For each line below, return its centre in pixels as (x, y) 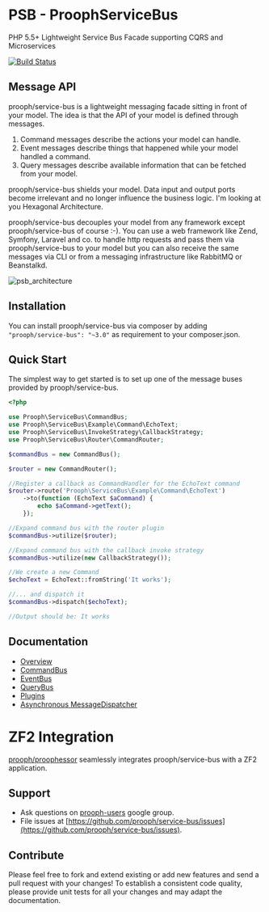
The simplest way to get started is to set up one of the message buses (126, 379)
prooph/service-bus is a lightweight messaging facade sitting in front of (128, 106)
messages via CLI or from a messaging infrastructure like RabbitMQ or (125, 256)
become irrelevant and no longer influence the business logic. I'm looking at (134, 198)
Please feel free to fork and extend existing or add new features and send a (134, 875)
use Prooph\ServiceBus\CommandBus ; (68, 417)
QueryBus (37, 687)
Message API (42, 87)
